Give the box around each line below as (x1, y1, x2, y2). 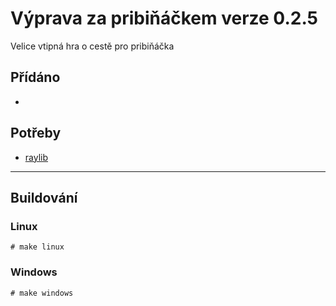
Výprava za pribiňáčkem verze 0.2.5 (10, 7, 318, 30)
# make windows (10, 288, 74, 298)
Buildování (10, 189, 78, 206)
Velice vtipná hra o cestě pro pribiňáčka (10, 40, 175, 52)
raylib (24, 151, 49, 163)
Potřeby (10, 125, 62, 142)
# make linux (10, 242, 65, 252)
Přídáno (10, 69, 61, 86)
